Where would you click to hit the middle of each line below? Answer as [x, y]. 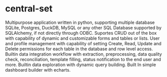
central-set [29, 9]
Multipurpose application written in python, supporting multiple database [80, 22]
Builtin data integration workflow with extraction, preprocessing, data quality [83, 54]
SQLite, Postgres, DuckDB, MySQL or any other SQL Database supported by [83, 27]
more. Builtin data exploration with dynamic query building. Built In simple [81, 65]
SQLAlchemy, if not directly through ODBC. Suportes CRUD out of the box [81, 33]
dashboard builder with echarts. [38, 70]
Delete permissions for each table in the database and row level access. [79, 49]
